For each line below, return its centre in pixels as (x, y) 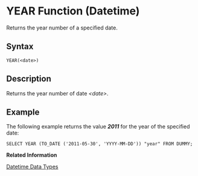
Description (29, 79)
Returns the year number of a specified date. (62, 28)
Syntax (20, 47)
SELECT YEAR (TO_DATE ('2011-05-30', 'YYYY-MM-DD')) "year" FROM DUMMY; (100, 144)
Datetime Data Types (32, 167)
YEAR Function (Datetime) (73, 11)
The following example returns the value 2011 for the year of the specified (98, 127)
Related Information (32, 155)
